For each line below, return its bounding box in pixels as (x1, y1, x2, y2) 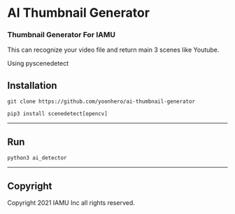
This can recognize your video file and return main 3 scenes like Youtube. (7, 45, 220, 54)
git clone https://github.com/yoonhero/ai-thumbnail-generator (7, 98, 196, 106)
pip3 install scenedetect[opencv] (7, 110, 108, 117)
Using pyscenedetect (7, 59, 69, 68)
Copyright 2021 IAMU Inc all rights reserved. (7, 198, 135, 207)
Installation (7, 79, 57, 92)
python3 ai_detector (7, 155, 68, 162)
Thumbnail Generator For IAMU (7, 30, 115, 40)
